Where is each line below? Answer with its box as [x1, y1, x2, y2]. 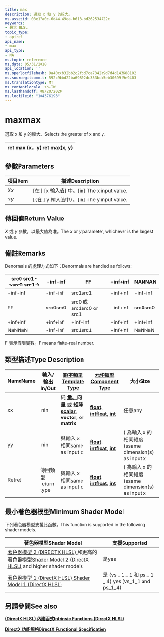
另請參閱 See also [5, 602, 58, 610]
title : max [5, 7, 27, 12]
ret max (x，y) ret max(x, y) [7, 144, 73, 151]
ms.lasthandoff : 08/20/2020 [5, 89, 62, 94]
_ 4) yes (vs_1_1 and [102, 578, 150, 585]
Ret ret [7, 476, 21, 483]
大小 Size [130, 378, 150, 385]
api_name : [5, 39, 25, 44]
